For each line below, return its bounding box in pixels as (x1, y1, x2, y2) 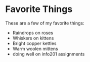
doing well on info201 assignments (12, 51, 85, 57)
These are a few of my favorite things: (5, 20, 84, 26)
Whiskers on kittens (12, 35, 54, 41)
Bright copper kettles (12, 40, 57, 46)
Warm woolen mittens (12, 45, 58, 51)
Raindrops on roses (12, 29, 54, 35)
